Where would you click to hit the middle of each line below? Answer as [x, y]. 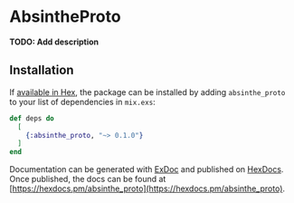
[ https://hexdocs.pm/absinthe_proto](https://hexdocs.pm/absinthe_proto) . [147, 188]
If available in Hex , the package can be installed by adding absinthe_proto [147, 92]
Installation [42, 70]
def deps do [32, 118]
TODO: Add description [54, 42]
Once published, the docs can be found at [88, 179]
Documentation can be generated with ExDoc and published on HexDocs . [147, 169]
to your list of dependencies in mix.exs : [82, 101]
